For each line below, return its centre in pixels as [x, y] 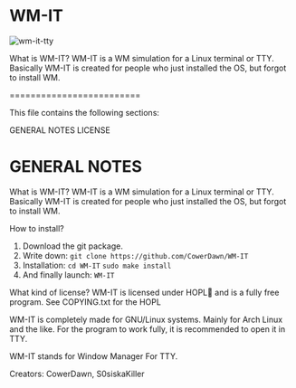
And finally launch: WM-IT [68, 274]
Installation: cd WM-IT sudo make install [97, 265]
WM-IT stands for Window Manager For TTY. [94, 356]
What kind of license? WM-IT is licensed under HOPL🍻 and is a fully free [144, 292]
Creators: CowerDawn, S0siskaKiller [77, 374]
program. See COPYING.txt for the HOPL [85, 302]
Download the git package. [73, 246]
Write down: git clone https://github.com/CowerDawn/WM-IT [135, 255]
